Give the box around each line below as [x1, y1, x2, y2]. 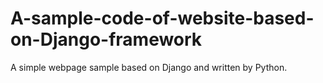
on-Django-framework [10, 28, 203, 51]
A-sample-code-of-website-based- [10, 7, 315, 30]
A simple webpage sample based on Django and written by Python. [10, 61, 288, 73]
